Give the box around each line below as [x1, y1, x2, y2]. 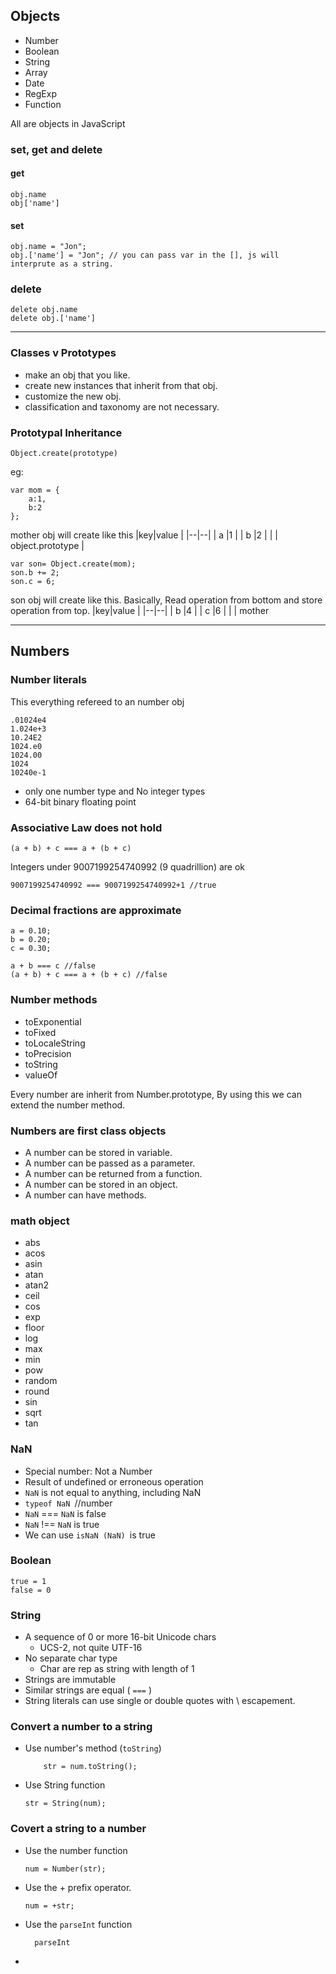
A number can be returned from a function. [24, 1167, 203, 1179]
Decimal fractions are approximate [10, 903, 182, 917]
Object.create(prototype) [10, 449, 118, 459]
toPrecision [24, 1047, 72, 1059]
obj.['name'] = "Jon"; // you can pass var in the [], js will [10, 250, 280, 261]
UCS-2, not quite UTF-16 [39, 1642, 143, 1654]
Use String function [24, 1779, 106, 1791]
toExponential [24, 1015, 82, 1028]
